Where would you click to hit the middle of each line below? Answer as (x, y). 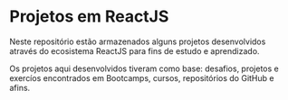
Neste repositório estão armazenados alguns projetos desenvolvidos (138, 41)
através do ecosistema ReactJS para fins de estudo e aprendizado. (134, 50)
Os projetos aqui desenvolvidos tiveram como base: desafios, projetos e (144, 68)
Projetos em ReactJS (89, 17)
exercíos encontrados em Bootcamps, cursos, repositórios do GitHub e (142, 77)
